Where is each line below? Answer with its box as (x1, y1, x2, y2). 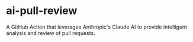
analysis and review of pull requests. (6, 29, 96, 36)
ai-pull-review (6, 4, 78, 17)
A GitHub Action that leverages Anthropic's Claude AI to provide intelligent (6, 23, 188, 30)
